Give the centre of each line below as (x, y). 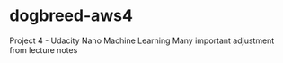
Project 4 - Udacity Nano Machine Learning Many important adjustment (142, 40)
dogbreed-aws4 (71, 16)
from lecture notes (44, 49)
